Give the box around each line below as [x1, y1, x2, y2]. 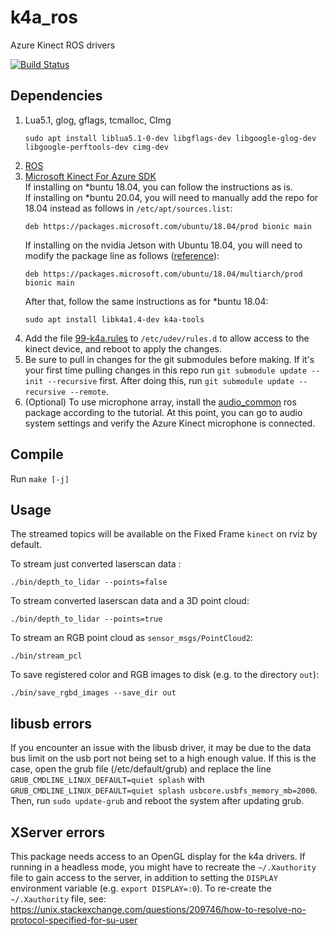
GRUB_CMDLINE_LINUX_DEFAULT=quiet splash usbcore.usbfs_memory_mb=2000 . [10, 784, 318, 796]
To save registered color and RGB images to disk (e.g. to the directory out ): [10, 669, 320, 681]
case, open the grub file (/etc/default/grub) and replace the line [10, 763, 272, 775]
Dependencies [10, 87, 103, 105]
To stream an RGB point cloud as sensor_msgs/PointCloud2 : [10, 632, 253, 644]
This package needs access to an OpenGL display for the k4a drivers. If [10, 851, 306, 862]
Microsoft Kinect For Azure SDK [24, 170, 157, 182]
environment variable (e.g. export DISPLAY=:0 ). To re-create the [10, 882, 272, 894]
